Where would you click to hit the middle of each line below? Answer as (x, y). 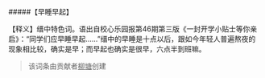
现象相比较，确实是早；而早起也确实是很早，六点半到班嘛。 (107, 49)
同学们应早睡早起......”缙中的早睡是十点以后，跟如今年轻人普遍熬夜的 (143, 39)
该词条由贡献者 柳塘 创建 (67, 66)
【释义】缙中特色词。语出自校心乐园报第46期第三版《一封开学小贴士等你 (129, 29)
